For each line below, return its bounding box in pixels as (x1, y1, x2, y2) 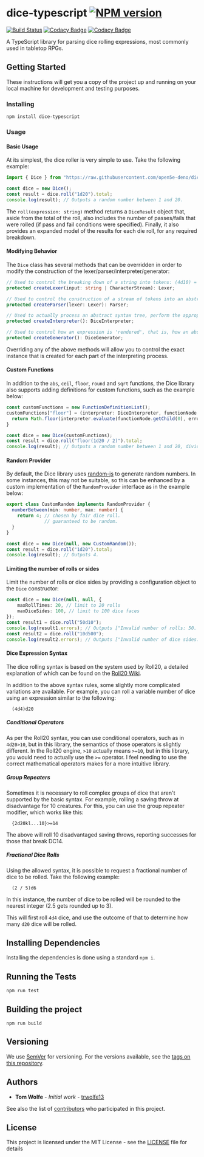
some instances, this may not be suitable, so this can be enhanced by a (6, 477, 185, 484)
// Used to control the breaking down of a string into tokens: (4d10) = (6, 279, 197, 285)
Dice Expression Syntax (6, 649, 68, 657)
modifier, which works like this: (6, 809, 84, 816)
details (6, 1145, 23, 1152)
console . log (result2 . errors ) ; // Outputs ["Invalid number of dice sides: (6, 636, 200, 643)
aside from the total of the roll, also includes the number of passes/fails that (6, 214, 196, 221)
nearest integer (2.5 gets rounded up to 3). (6, 902, 114, 909)
